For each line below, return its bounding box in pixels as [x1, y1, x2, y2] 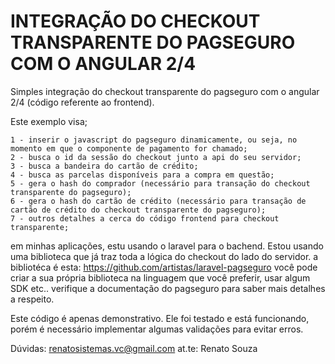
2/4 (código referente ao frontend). [10, 96, 155, 108]
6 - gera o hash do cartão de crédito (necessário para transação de [10, 196, 307, 206]
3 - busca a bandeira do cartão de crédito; [10, 161, 199, 171]
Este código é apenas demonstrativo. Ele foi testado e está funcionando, [10, 312, 310, 324]
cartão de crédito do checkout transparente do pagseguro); [10, 205, 267, 215]
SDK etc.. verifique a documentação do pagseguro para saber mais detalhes [10, 282, 326, 294]
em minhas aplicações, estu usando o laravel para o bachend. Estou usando [10, 240, 324, 252]
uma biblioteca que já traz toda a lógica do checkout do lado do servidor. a [10, 250, 319, 262]
